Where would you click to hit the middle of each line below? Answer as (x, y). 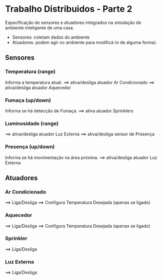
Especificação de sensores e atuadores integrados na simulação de (73, 22)
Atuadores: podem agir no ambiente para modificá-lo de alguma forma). (84, 42)
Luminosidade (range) (32, 123)
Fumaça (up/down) (28, 100)
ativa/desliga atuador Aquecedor (38, 87)
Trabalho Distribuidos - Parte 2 (69, 9)
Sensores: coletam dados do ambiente (51, 37)
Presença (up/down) (30, 147)
